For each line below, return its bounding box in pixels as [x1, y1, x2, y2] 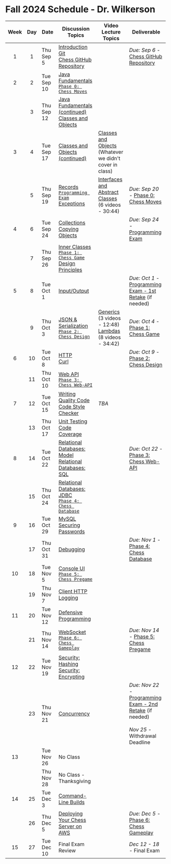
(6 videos [98, 201, 121, 208]
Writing [58, 390, 76, 397]
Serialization [58, 322, 88, 329]
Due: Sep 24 [129, 215, 159, 223]
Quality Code [58, 396, 90, 403]
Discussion [62, 25, 90, 32]
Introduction [58, 43, 88, 50]
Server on [58, 823, 82, 830]
